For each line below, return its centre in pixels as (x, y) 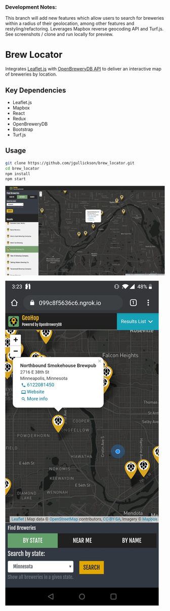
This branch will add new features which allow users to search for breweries (85, 18)
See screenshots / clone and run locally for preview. (59, 35)
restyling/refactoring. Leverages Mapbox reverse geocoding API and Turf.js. (84, 29)
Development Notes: (31, 7)
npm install (18, 174)
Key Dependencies (36, 90)
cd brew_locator (22, 168)
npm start (16, 179)
